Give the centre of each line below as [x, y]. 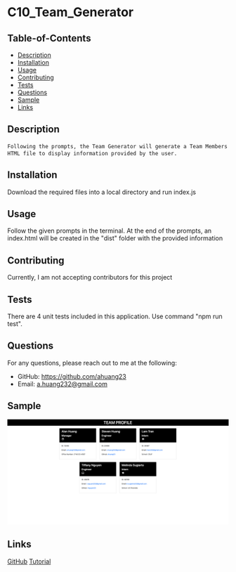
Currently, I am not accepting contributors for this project [90, 278]
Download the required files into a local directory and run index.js [102, 192]
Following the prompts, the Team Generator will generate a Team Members [118, 146]
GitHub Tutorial [29, 561]
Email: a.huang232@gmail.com [62, 384]
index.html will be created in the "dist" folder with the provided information [115, 238]
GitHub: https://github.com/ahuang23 [72, 376]
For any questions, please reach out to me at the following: [92, 363]
